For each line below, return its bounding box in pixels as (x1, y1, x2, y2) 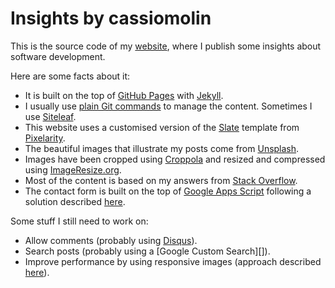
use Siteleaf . (24, 110, 77, 122)
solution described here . (24, 195, 126, 207)
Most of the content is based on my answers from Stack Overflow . (24, 174, 298, 186)
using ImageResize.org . (24, 163, 122, 176)
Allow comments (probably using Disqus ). (24, 234, 198, 246)
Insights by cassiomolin (10, 7, 212, 30)
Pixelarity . (24, 132, 66, 144)
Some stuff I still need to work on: (10, 215, 149, 227)
